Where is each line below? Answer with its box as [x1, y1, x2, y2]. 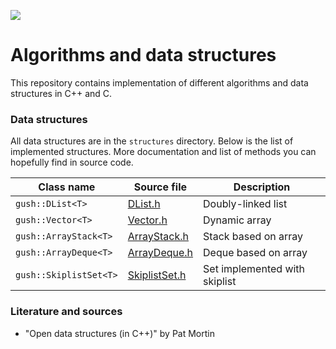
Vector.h [127, 213, 168, 227]
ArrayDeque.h [127, 246, 194, 260]
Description [233, 180, 291, 194]
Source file [133, 180, 188, 194]
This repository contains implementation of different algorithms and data [10, 76, 309, 89]
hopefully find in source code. [10, 156, 134, 169]
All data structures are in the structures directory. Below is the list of [10, 135, 294, 147]
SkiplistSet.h [127, 268, 187, 282]
